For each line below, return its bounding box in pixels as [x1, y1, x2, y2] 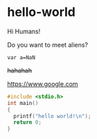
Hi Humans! [7, 27, 41, 35]
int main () [7, 99, 39, 106]
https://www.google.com [7, 79, 78, 88]
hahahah [7, 66, 33, 74]
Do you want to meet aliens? [7, 40, 89, 49]
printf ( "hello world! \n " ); [13, 113, 91, 120]
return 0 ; [13, 119, 42, 126]
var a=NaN [7, 54, 36, 61]
